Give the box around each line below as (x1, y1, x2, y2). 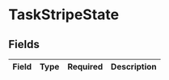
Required (67, 62, 104, 72)
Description (110, 62, 158, 72)
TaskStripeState (8, 6, 120, 24)
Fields (8, 38, 40, 51)
